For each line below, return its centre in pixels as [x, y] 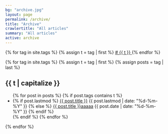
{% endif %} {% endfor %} [40, 117]
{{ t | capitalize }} [33, 83]
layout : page [19, 15]
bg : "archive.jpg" [24, 10]
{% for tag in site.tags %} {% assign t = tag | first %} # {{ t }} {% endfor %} [83, 52]
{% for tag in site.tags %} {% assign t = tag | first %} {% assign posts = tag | [84, 62]
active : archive [22, 38]
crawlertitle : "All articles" [37, 29]
